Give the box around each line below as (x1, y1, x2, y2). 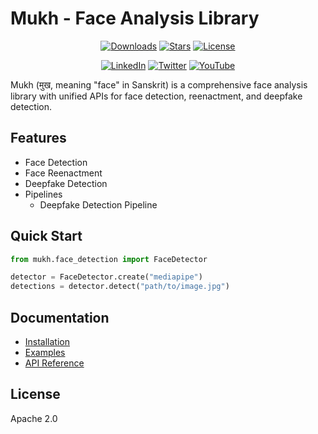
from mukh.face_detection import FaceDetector (10, 254, 208, 264)
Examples (24, 347, 66, 358)
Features (10, 130, 67, 147)
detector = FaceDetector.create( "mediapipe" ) (10, 272, 203, 282)
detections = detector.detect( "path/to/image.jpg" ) (10, 282, 230, 292)
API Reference (24, 357, 85, 369)
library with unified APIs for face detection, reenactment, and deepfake (10, 90, 303, 102)
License (10, 386, 61, 403)
